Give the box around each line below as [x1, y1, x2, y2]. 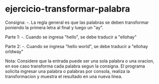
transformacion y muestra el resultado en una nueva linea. [5, 73, 123, 79]
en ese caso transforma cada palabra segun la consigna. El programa [5, 63, 145, 69]
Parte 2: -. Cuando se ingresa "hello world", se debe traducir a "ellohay [5, 43, 148, 49]
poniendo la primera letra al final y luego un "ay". [5, 24, 104, 30]
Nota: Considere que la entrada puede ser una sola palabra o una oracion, [5, 58, 155, 64]
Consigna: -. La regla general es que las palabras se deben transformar [5, 19, 149, 25]
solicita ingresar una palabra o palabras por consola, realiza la [5, 68, 130, 74]
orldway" [5, 49, 23, 54]
